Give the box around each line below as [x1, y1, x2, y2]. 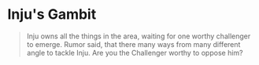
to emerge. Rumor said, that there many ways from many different [26, 39, 241, 49]
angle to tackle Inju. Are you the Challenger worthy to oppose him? [26, 48, 243, 57]
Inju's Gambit [7, 5, 97, 23]
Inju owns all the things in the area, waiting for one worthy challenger [26, 31, 251, 41]
